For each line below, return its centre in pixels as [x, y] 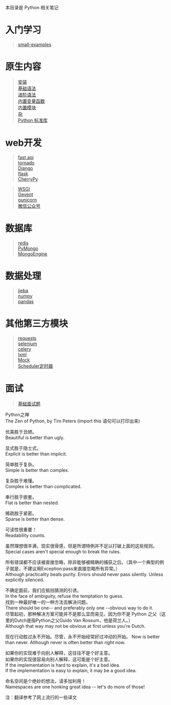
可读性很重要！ [21, 529]
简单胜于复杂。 [21, 464]
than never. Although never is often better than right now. [65, 642]
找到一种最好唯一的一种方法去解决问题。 [48, 602]
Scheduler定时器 [35, 366]
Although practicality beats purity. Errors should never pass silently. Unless [84, 574]
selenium [27, 344]
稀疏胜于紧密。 [21, 513]
